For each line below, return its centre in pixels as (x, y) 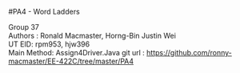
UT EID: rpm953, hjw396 (49, 44)
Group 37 (24, 27)
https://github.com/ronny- (189, 53)
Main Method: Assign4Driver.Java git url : (77, 53)
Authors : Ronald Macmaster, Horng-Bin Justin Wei (92, 36)
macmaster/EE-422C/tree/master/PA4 (71, 61)
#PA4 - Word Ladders (44, 12)
